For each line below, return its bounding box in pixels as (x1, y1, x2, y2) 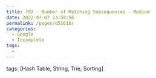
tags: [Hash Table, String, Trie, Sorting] (6, 65, 104, 72)
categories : (6, 25, 36, 32)
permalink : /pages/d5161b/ (6, 20, 74, 26)
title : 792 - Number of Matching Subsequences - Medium (6, 8, 150, 15)
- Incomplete (11, 37, 45, 43)
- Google (11, 31, 34, 37)
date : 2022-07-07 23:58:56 (6, 15, 74, 21)
